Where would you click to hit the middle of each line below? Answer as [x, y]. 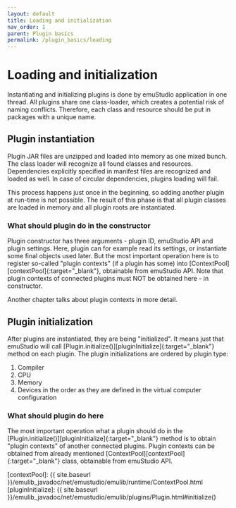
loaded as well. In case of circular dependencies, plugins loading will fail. [113, 179]
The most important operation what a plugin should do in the [95, 431]
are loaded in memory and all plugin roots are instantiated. [92, 207]
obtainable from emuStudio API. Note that [163, 271]
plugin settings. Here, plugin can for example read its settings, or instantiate [117, 248]
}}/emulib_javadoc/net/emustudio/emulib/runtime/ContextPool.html [105, 482]
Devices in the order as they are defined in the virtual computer [110, 389]
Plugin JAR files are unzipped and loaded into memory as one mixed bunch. [117, 156]
